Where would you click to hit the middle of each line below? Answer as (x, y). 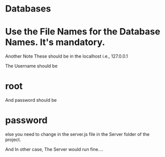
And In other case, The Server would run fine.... (54, 149)
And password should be (31, 100)
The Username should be (31, 66)
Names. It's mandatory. (55, 42)
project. (13, 139)
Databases (28, 9)
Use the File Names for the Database (83, 32)
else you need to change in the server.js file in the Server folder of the (77, 134)
